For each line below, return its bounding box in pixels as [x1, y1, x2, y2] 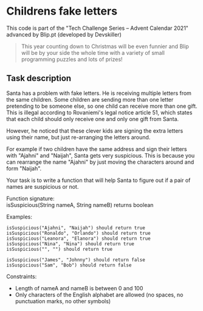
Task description [6, 73, 72, 83]
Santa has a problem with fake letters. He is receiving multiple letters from [6, 89, 191, 97]
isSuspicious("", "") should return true [6, 246, 113, 252]
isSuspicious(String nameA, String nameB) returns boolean [6, 201, 154, 208]
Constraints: [6, 273, 37, 280]
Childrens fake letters [6, 4, 117, 18]
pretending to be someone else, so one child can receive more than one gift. [6, 102, 198, 110]
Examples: [6, 213, 32, 220]
